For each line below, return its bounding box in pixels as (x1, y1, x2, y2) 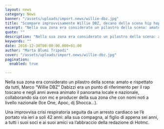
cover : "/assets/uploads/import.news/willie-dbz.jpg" (5, 52, 117, 57)
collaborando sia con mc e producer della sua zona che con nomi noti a (5, 94, 149, 100)
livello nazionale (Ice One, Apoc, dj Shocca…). (5, 100, 98, 106)
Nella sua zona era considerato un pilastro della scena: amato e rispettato (5, 79, 153, 85)
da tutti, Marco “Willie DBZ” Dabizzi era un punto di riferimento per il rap (5, 84, 150, 90)
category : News (5, 12, 36, 17)
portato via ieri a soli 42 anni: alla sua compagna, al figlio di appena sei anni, (5, 114, 159, 120)
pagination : (5, 57, 29, 62)
